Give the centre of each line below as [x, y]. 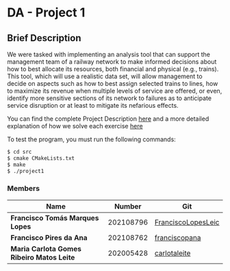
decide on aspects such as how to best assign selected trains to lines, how [113, 83]
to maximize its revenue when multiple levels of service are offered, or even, [115, 91]
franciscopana [178, 237]
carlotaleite [172, 253]
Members [23, 189]
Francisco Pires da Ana [49, 237]
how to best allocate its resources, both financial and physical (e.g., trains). [113, 69]
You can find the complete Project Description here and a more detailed [108, 119]
